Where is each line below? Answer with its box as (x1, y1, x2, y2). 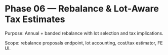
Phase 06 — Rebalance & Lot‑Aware (5, 3, 159, 14)
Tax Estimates (5, 13, 65, 25)
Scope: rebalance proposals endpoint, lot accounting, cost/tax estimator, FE (5, 39, 163, 45)
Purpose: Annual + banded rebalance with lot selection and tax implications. (5, 30, 163, 36)
